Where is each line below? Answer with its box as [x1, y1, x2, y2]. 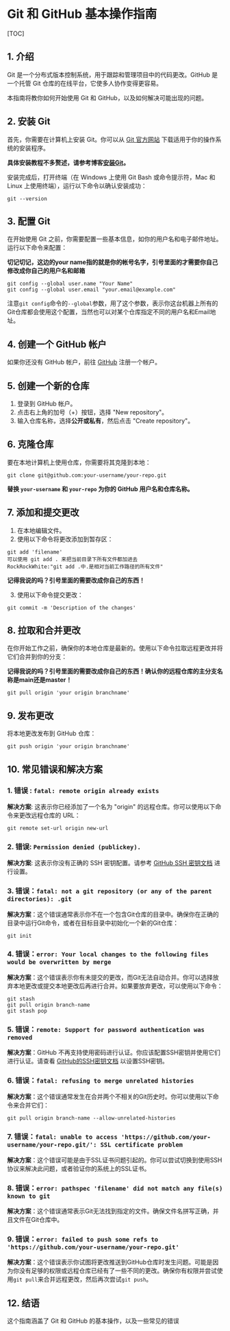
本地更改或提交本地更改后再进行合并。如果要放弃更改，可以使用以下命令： [12, 982, 223, 990]
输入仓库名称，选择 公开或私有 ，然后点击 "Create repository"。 [16, 416, 194, 425]
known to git [7, 1192, 51, 1200]
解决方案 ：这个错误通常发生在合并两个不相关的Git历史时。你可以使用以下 [7, 1092, 214, 1101]
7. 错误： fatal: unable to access [7, 1132, 118, 1142]
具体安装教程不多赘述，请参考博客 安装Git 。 [7, 158, 130, 167]
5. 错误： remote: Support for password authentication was [7, 1024, 205, 1034]
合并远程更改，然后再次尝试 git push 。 [43, 1275, 153, 1284]
